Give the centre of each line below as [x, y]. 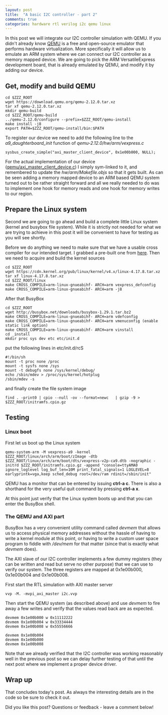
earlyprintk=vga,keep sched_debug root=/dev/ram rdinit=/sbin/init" [78, 474]
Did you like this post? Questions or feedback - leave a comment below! [79, 707]
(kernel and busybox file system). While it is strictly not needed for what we [83, 227]
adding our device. [25, 70]
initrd [12, 465]
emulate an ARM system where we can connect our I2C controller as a [78, 54]
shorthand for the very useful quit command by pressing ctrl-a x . [72, 489]
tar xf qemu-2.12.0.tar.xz [33, 107]
